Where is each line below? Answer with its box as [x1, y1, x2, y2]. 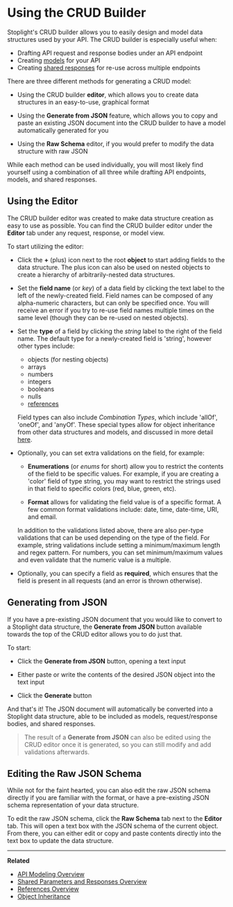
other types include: [17, 342, 75, 350]
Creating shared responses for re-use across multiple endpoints [17, 63, 201, 72]
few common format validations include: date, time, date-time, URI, [27, 505, 219, 513]
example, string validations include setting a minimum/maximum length [17, 540, 221, 549]
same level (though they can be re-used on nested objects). [17, 313, 189, 321]
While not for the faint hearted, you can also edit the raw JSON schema [7, 786, 212, 794]
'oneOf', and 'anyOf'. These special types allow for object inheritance [17, 420, 215, 428]
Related [7, 857, 30, 865]
